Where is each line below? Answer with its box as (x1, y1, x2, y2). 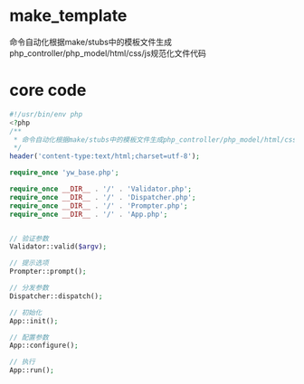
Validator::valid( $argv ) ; (9, 242, 107, 251)
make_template (9, 5, 128, 26)
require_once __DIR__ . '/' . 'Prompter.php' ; (9, 201, 188, 211)
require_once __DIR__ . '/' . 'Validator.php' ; (9, 184, 193, 193)
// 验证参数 (9, 234, 50, 243)
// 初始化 (9, 308, 43, 317)
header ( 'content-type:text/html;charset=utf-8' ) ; (9, 152, 201, 161)
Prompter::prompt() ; (9, 267, 88, 276)
